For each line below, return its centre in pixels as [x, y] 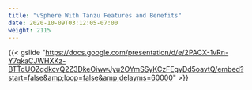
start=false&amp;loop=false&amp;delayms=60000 [91, 78]
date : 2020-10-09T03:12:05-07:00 [63, 23]
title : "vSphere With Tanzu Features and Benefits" [95, 15]
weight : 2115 [30, 30]
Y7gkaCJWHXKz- [37, 61]
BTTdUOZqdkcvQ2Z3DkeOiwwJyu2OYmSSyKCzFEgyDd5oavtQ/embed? [126, 69]
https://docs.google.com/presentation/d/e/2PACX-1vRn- [137, 53]
